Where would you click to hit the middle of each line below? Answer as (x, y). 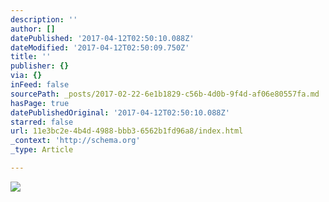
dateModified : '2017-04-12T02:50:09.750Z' (100, 47)
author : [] (33, 29)
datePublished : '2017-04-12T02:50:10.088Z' (102, 38)
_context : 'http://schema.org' (75, 141)
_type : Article (42, 150)
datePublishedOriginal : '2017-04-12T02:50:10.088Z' (120, 112)
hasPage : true (40, 103)
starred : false (42, 122)
